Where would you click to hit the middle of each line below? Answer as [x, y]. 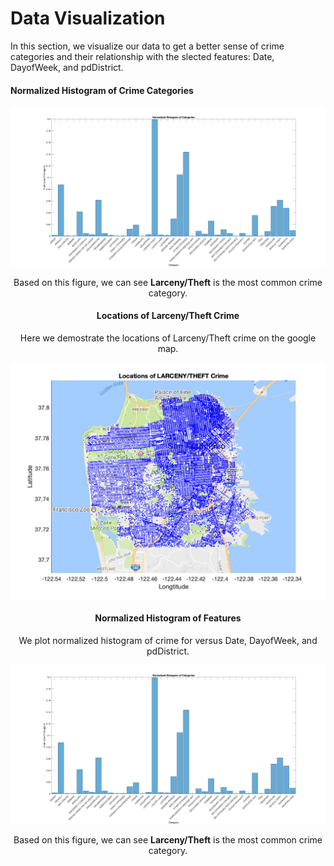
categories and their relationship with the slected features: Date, [142, 56]
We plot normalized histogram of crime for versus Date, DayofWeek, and [168, 640]
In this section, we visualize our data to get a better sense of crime [147, 46]
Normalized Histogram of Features [168, 618]
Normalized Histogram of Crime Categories [102, 90]
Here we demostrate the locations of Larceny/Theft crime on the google [168, 338]
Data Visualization [88, 18]
